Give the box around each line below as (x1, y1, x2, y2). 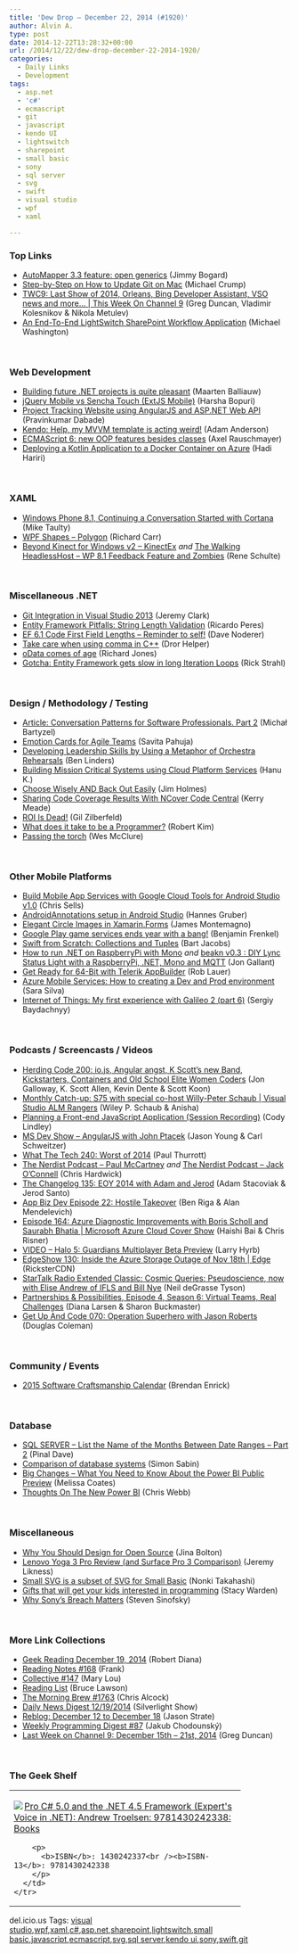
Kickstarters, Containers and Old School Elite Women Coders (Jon (21, 1074, 265, 1084)
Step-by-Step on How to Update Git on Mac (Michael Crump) (21, 278, 246, 290)
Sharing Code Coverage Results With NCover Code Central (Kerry (21, 793, 264, 803)
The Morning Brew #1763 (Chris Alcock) (21, 1692, 170, 1702)
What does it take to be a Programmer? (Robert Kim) (21, 821, 215, 832)
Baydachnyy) (21, 1004, 71, 1015)
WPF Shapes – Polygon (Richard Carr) (21, 532, 162, 542)
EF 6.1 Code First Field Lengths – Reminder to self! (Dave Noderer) (21, 629, 265, 639)
